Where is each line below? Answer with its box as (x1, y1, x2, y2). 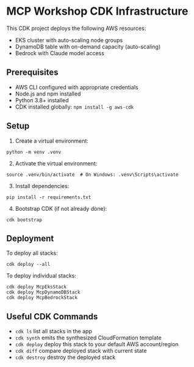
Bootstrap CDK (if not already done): (15, 205, 107, 212)
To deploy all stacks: (6, 249, 58, 257)
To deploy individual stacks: (6, 272, 76, 279)
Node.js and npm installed (15, 90, 81, 97)
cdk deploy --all (6, 262, 51, 268)
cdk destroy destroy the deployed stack (15, 354, 116, 361)
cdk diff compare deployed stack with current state (15, 347, 147, 355)
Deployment (6, 233, 54, 243)
